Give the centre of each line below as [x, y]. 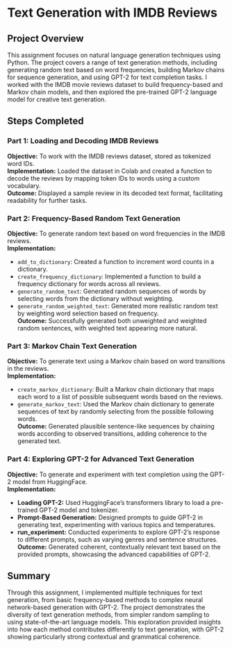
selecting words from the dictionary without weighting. [96, 298]
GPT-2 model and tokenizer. [79, 510]
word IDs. [21, 163]
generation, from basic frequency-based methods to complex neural [105, 600]
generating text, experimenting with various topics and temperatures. [116, 524]
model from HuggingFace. [50, 481]
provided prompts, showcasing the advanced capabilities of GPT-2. [114, 554]
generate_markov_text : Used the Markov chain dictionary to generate [116, 404]
